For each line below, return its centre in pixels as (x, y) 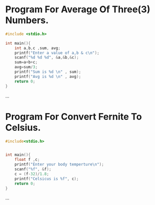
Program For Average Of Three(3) (78, 9)
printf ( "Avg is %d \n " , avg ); (48, 76)
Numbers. (27, 20)
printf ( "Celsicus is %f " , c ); (47, 179)
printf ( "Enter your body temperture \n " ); (59, 165)
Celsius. (23, 127)
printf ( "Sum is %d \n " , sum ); (48, 72)
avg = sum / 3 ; (26, 67)
